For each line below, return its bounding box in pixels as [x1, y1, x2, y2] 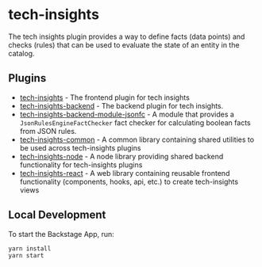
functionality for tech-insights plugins [19, 160, 143, 170]
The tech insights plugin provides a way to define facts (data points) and [8, 32, 245, 41]
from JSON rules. [19, 126, 77, 135]
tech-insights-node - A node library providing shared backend [19, 151, 224, 161]
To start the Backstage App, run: [8, 229, 115, 238]
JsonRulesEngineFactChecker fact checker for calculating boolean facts [19, 117, 252, 128]
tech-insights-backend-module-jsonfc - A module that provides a [19, 109, 234, 119]
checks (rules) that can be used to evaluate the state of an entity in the [8, 40, 240, 49]
